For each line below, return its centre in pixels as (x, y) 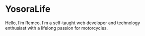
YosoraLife (28, 9)
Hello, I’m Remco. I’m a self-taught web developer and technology (73, 23)
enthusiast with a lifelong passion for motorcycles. (57, 28)
